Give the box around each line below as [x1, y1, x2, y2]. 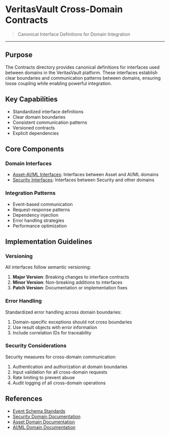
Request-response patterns [12, 207, 70, 213]
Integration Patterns [5, 189, 56, 196]
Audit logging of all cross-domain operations [12, 380, 106, 386]
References [5, 394, 42, 403]
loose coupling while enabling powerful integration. [5, 80, 112, 86]
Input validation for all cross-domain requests [12, 369, 108, 375]
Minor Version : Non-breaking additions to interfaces [12, 279, 123, 285]
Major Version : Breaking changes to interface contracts [12, 274, 130, 280]
